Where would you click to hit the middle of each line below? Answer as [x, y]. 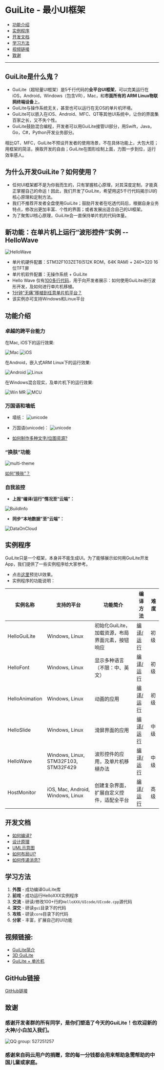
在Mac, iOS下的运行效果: [30, 343]
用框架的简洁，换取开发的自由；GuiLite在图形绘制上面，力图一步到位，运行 [81, 149]
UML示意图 [23, 847]
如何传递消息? [26, 860]
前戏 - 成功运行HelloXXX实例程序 [45, 896]
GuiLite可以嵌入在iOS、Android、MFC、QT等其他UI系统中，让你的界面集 [85, 114]
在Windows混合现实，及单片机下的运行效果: [49, 382]
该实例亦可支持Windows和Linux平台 [48, 299]
